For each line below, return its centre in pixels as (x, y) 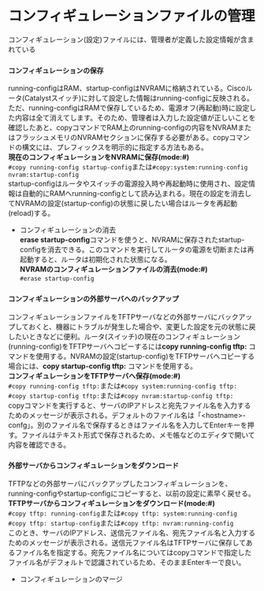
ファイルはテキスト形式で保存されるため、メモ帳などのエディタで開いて (138, 434)
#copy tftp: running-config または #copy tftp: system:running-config (123, 513)
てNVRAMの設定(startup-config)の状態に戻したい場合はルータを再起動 (123, 203)
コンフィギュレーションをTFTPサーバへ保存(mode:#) (95, 375)
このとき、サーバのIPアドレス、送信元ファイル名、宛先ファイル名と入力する (132, 533)
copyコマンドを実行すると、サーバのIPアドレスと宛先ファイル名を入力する (130, 405)
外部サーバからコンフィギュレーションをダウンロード (94, 466)
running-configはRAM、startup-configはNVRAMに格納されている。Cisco (127, 88)
